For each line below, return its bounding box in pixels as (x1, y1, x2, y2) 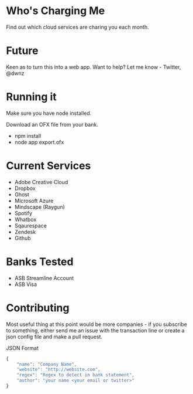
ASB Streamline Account (14, 274, 74, 281)
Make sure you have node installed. (6, 110, 92, 117)
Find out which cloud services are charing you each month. (6, 23, 149, 30)
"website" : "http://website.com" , (16, 366, 101, 373)
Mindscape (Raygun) (14, 203, 66, 210)
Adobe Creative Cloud (14, 178, 68, 185)
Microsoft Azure (14, 197, 54, 204)
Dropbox (14, 185, 36, 192)
